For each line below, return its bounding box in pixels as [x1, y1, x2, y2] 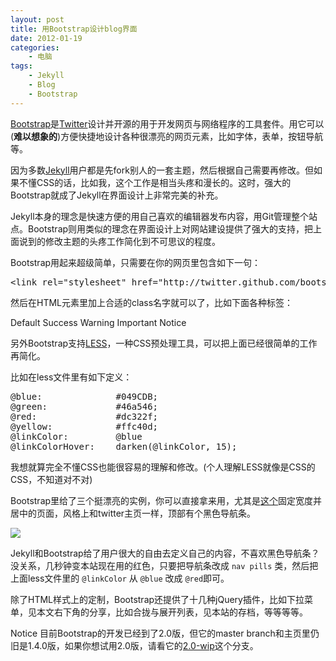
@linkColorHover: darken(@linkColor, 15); [10, 441, 238, 452]
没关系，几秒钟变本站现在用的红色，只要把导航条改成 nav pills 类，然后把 [10, 559, 319, 571]
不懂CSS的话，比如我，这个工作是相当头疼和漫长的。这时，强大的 [18, 176, 292, 188]
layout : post [10, 14, 65, 25]
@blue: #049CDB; [10, 391, 159, 402]
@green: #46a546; [10, 401, 159, 412]
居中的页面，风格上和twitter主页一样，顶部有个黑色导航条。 [10, 507, 257, 519]
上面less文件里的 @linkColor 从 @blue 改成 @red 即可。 [10, 572, 230, 584]
